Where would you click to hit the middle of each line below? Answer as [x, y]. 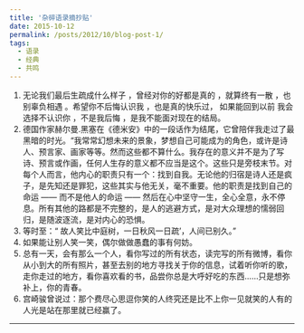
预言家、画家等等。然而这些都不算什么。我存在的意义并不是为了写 [161, 151]
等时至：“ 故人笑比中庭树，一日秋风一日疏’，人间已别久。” [129, 231]
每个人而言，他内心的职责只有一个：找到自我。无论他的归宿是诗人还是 [153, 174]
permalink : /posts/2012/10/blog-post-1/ [87, 34]
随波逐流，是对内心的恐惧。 [98, 219]
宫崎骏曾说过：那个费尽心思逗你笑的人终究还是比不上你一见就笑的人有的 [157, 299]
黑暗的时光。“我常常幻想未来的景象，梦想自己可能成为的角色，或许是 [151, 140]
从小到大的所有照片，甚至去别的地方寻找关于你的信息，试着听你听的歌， [157, 264]
